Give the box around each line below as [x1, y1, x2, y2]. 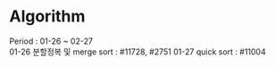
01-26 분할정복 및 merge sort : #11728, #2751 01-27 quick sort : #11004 [9, 46, 266, 57]
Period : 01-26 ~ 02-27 [9, 36, 94, 46]
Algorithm [9, 6, 86, 27]
